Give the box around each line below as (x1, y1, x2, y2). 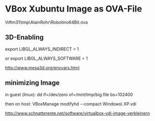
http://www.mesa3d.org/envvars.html (5, 65, 80, 70)
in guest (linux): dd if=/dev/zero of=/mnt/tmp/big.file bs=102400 (5, 92, 133, 97)
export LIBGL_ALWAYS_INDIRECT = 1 (5, 46, 79, 52)
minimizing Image (5, 79, 60, 87)
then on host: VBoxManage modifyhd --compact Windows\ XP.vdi (5, 101, 137, 107)
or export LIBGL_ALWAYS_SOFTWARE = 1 (5, 55, 88, 61)
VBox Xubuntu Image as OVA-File (5, 3, 142, 14)
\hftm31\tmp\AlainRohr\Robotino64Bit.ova (5, 19, 88, 25)
